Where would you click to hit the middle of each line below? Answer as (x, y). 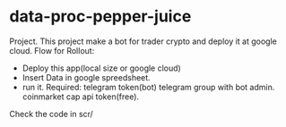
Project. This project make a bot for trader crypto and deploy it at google (143, 41)
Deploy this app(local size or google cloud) (101, 68)
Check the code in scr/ (52, 114)
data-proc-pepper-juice (100, 17)
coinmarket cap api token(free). (81, 97)
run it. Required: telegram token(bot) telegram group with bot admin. (148, 87)
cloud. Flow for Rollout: (52, 50)
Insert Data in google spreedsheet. (86, 77)
